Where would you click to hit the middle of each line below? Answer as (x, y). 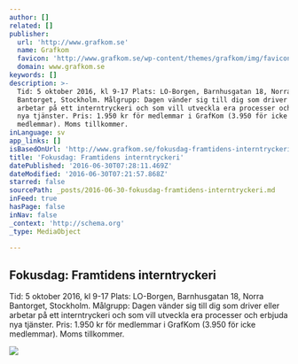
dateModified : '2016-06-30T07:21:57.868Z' (89, 174)
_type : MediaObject (45, 231)
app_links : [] (35, 141)
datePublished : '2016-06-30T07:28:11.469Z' (91, 166)
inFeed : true (33, 199)
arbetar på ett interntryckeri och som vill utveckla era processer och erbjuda (149, 315)
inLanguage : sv (37, 133)
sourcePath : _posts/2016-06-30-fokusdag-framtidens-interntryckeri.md (142, 190)
